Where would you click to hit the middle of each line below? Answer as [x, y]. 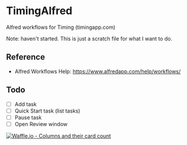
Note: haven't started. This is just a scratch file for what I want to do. [89, 38]
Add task [26, 104]
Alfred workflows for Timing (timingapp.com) [61, 27]
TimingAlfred [39, 11]
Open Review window [41, 124]
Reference [26, 57]
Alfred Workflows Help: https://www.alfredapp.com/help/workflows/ [98, 71]
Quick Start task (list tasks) [47, 111]
